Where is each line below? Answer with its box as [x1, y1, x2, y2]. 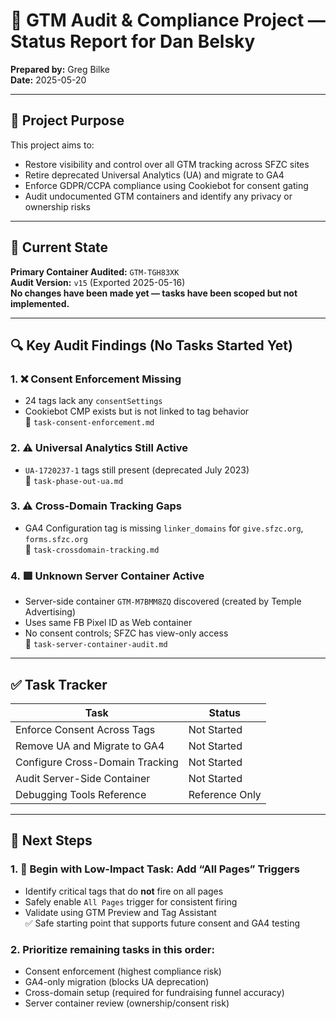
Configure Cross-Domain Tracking [15, 755, 179, 769]
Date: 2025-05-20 [10, 74, 87, 86]
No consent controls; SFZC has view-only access [24, 627, 229, 639]
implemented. [10, 297, 70, 309]
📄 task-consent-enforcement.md [24, 416, 155, 428]
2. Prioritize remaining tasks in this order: [10, 942, 215, 956]
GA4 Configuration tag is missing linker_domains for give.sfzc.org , [24, 522, 304, 534]
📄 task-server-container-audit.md [24, 638, 168, 650]
